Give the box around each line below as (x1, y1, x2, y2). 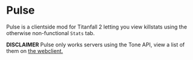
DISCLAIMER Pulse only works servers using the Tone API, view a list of (6, 41, 185, 48)
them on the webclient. (6, 47, 63, 54)
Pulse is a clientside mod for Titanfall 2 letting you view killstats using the (6, 23, 188, 30)
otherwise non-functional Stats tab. (6, 29, 95, 36)
